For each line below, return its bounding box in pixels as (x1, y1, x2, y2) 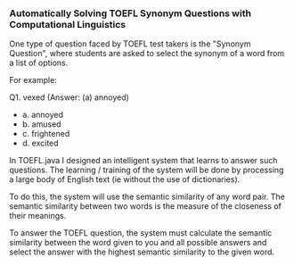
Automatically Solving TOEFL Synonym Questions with (9, 7, 252, 20)
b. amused (21, 119, 61, 129)
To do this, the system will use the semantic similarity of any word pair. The (9, 191, 285, 203)
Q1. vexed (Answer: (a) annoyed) (9, 92, 129, 103)
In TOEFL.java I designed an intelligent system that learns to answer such (9, 155, 278, 166)
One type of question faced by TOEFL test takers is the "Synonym (9, 38, 251, 49)
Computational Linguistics (9, 18, 127, 30)
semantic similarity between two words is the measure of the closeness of (9, 201, 282, 212)
